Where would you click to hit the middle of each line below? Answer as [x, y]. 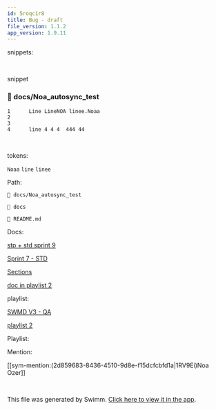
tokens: [18, 155]
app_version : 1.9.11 [37, 33]
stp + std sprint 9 [32, 245]
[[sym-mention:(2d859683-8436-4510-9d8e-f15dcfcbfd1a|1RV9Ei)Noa [108, 365]
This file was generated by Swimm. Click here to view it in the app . [102, 399]
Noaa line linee [29, 170]
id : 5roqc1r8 [26, 13]
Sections [20, 271]
